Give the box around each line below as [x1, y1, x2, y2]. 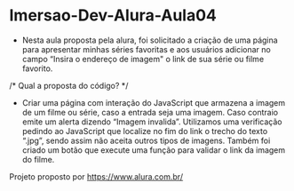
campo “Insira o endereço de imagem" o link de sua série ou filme [21, 53, 265, 64]
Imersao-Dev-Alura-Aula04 [9, 5, 218, 26]
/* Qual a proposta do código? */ [9, 80, 129, 91]
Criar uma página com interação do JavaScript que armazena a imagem [21, 97, 286, 107]
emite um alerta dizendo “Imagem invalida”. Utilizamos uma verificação [21, 116, 282, 127]
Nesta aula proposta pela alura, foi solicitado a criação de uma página [21, 35, 278, 45]
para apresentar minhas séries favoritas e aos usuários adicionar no [21, 44, 271, 54]
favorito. [21, 63, 53, 74]
